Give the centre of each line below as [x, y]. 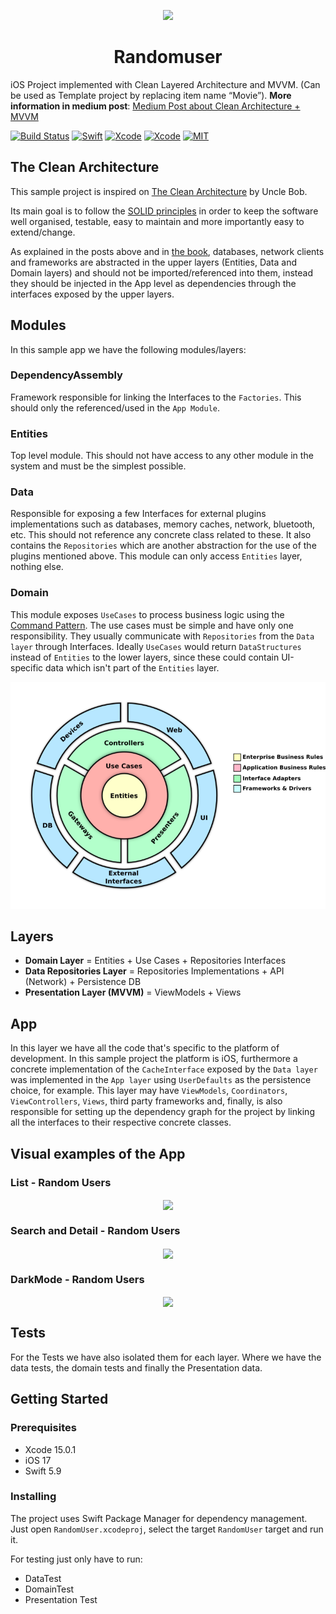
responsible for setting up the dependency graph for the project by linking [162, 1112]
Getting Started [59, 1399]
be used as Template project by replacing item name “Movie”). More [151, 95]
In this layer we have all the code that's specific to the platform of [145, 1048]
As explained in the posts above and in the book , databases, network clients [167, 251]
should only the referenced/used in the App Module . [115, 407]
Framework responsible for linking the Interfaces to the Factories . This [156, 397]
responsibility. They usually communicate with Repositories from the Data [162, 636]
